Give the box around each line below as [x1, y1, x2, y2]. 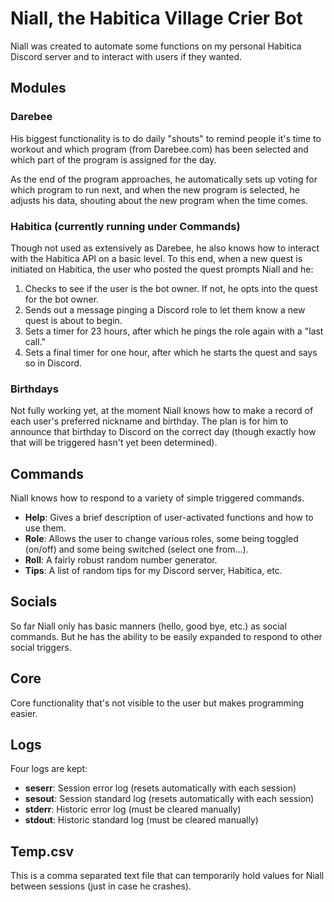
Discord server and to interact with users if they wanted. [10, 50, 243, 62]
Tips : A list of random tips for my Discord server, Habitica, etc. [24, 565, 283, 577]
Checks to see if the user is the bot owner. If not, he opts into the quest [24, 282, 318, 294]
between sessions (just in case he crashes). [10, 880, 192, 892]
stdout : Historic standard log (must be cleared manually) [24, 814, 259, 826]
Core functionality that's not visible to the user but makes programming [10, 697, 305, 709]
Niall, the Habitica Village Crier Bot [10, 7, 303, 30]
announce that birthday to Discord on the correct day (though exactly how [10, 426, 317, 438]
